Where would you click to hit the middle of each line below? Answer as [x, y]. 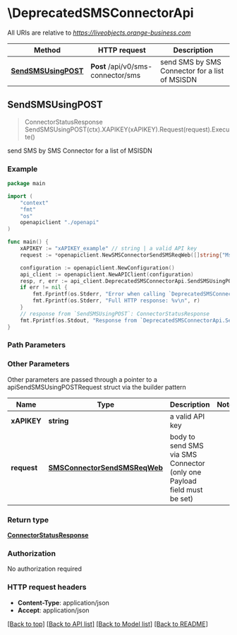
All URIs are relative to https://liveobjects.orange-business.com [99, 33]
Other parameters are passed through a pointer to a [82, 379]
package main [26, 184]
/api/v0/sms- [130, 66]
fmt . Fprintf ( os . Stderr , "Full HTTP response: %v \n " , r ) [116, 301]
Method [48, 49]
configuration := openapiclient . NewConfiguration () [97, 268]
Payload [183, 481]
